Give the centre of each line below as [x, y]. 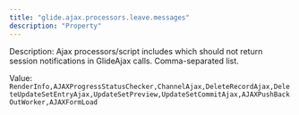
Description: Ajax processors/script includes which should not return [136, 51]
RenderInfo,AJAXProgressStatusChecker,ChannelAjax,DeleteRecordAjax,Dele [150, 86]
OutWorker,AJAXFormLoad [54, 102]
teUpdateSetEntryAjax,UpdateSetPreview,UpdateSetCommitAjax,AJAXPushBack [150, 94]
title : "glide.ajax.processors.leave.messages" [100, 17]
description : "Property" [56, 26]
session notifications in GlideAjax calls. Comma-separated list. [124, 61]
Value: [21, 78]
